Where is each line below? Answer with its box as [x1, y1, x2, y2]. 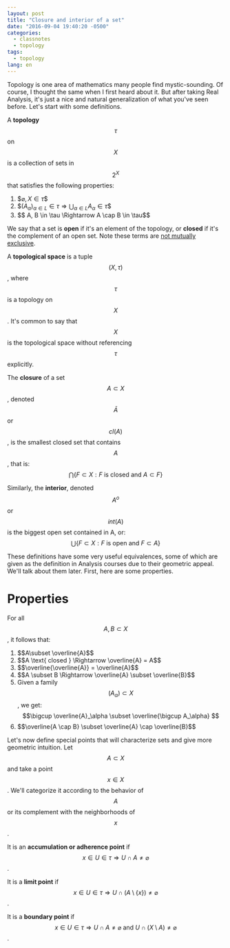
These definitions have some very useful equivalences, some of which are [7, 552, 218, 561]
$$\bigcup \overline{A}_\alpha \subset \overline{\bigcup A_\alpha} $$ [22, 712, 220, 720]
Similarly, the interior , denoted [7, 484, 94, 492]
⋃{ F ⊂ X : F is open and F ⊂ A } [71, 538, 160, 547]
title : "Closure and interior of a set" [7, 17, 125, 23]
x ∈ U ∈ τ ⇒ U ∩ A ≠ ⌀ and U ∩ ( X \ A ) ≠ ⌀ [54, 923, 177, 931]
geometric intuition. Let [7, 743, 74, 752]
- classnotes [13, 36, 51, 43]
